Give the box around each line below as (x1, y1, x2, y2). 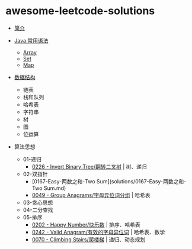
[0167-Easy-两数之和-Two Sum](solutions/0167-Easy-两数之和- (31, 177, 187, 185)
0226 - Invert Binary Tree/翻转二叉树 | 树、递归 (31, 163, 148, 170)
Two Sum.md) (31, 185, 66, 192)
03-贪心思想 (23, 199, 53, 206)
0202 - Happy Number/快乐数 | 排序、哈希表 (31, 221, 140, 228)
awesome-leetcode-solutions (5, 4, 155, 18)
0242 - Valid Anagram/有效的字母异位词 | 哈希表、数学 (31, 228, 165, 235)
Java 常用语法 (14, 37, 49, 44)
